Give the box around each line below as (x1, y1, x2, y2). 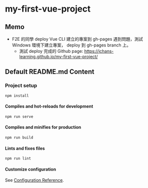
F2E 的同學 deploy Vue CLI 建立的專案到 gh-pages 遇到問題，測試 (12, 36, 143, 42)
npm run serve (5, 114, 34, 119)
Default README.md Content (5, 68, 94, 76)
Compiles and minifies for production (5, 125, 81, 130)
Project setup (5, 82, 37, 89)
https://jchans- (84, 48, 114, 54)
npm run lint (5, 156, 31, 161)
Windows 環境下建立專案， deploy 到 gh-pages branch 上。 (12, 42, 131, 48)
